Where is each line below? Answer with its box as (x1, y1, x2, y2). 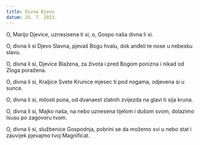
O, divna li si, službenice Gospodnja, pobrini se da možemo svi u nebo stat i (6, 125, 192, 132)
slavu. (6, 48, 21, 55)
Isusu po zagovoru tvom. (6, 114, 67, 121)
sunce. (6, 84, 23, 91)
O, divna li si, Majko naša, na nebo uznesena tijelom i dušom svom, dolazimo (6, 107, 195, 115)
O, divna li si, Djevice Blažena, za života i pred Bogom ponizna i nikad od (6, 60, 184, 67)
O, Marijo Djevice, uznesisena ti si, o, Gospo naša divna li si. (6, 30, 153, 38)
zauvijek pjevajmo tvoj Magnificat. (6, 132, 90, 139)
